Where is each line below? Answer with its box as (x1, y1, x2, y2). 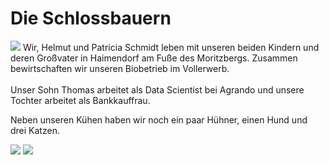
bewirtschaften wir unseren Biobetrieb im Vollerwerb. (10, 62, 230, 74)
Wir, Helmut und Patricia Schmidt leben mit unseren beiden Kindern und (22, 41, 320, 53)
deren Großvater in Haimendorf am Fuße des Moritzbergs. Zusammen (10, 52, 298, 64)
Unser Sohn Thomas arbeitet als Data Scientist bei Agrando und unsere (10, 83, 305, 96)
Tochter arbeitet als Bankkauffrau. (10, 94, 151, 106)
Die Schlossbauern (10, 7, 172, 30)
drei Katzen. (10, 124, 60, 136)
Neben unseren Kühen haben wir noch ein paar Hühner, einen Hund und (10, 113, 308, 126)
